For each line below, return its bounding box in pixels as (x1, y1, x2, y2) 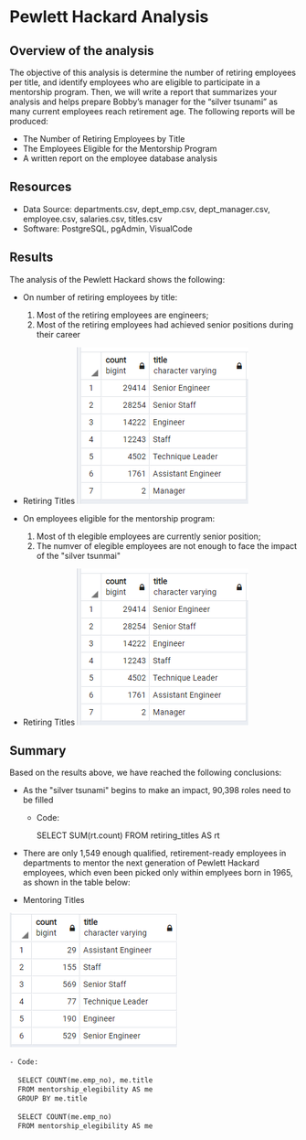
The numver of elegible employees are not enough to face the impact (36, 540, 298, 551)
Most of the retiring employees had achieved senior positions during (36, 318, 294, 330)
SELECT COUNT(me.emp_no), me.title (17, 1076, 153, 1085)
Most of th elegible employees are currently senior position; (36, 531, 261, 542)
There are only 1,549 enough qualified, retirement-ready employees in (22, 848, 287, 859)
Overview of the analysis (9, 43, 154, 59)
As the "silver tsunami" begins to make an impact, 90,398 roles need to (22, 785, 291, 796)
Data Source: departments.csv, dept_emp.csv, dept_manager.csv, (22, 203, 271, 214)
